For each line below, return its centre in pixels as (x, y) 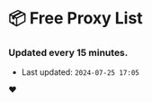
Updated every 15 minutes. (68, 53)
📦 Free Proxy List (76, 19)
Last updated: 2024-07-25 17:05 (80, 72)
